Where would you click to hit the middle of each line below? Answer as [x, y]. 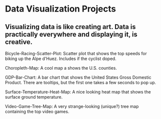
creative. [19, 42]
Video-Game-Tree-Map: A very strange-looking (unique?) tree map [72, 106]
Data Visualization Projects [60, 9]
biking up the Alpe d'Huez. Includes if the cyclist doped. [61, 59]
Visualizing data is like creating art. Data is [71, 27]
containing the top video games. [37, 112]
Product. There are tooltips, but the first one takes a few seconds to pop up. [80, 82]
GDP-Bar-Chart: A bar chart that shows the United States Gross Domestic [78, 77]
